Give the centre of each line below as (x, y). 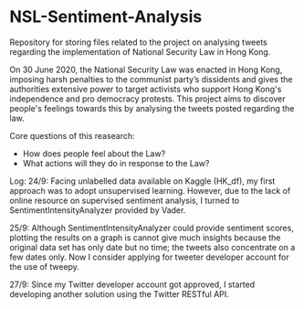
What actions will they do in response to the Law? (116, 163)
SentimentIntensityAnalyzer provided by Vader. (98, 210)
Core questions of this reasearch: (72, 135)
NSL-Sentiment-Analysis (106, 17)
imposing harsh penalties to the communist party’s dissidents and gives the (151, 79)
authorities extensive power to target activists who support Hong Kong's (146, 89)
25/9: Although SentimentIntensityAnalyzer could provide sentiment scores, (152, 228)
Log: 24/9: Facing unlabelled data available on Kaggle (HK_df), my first (142, 181)
